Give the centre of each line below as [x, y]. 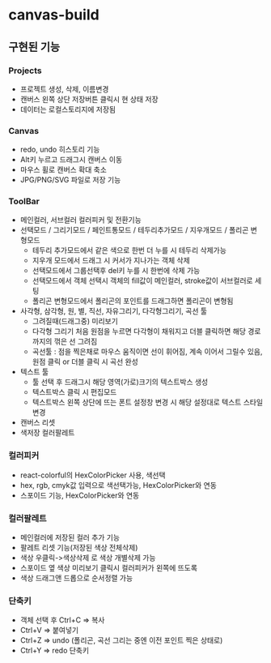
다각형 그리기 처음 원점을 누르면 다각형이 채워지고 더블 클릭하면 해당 [139, 331]
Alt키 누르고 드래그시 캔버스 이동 [71, 160]
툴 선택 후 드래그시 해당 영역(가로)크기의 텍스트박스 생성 [120, 382]
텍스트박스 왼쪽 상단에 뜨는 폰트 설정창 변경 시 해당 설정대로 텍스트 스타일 [148, 402]
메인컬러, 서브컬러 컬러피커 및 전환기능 [80, 220]
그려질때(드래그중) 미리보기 [75, 321]
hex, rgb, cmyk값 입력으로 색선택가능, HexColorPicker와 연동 [118, 485]
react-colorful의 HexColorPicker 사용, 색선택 [93, 475]
